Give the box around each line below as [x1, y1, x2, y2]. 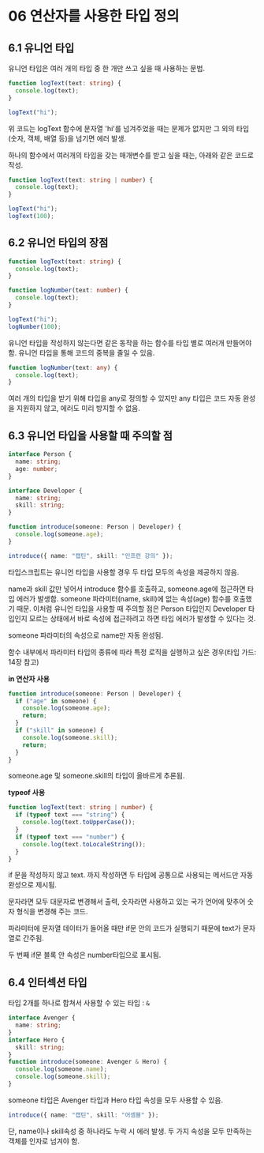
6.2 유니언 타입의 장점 [8, 236, 109, 250]
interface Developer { [8, 487, 83, 495]
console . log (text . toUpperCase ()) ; [22, 819, 136, 827]
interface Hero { [8, 1036, 65, 1044]
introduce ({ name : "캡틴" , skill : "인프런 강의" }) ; [8, 552, 173, 560]
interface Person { [8, 450, 73, 458]
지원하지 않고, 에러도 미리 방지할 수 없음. [16, 404, 140, 413]
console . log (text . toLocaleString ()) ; [22, 840, 147, 848]
